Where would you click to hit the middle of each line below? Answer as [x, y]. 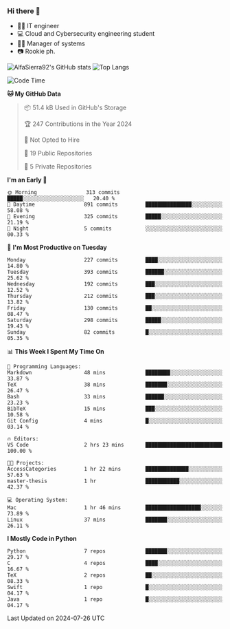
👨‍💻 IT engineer [38, 26]
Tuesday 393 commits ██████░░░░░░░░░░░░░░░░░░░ [115, 272]
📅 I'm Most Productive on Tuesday [57, 248]
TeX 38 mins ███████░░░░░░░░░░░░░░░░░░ [115, 385]
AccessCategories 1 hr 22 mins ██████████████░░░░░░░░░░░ [115, 469]
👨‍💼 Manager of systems [51, 43]
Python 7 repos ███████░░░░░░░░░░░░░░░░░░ [115, 551]
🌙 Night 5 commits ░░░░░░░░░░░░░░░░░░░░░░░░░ [115, 229]
